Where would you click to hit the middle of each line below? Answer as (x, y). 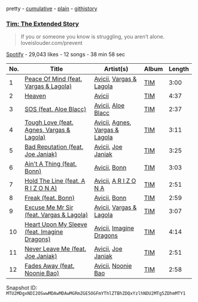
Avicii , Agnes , (113, 122)
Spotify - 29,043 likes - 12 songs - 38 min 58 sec (66, 54)
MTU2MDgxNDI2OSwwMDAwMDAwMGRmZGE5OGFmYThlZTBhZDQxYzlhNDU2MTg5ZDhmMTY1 (96, 294)
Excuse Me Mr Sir (49, 207)
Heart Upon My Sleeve (56, 225)
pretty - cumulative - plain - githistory (52, 9)
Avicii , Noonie (113, 266)
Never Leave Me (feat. (55, 249)
